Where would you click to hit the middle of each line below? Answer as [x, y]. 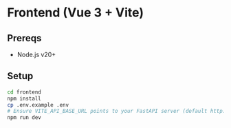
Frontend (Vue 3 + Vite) [76, 13]
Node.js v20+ [36, 54]
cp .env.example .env [38, 105]
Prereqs [24, 38]
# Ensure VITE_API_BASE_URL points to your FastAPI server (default [107, 111]
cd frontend [24, 92]
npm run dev [24, 118]
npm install [24, 98]
